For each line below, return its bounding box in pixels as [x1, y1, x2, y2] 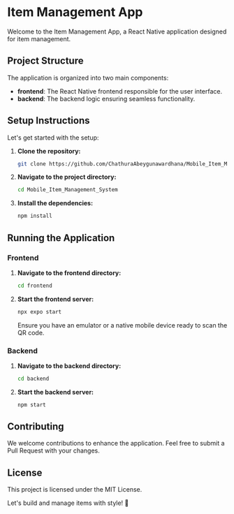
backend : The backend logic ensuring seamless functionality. [17, 94, 196, 103]
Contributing [7, 420, 64, 433]
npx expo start [17, 308, 62, 315]
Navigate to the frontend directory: [17, 268, 122, 277]
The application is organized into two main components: [7, 73, 169, 82]
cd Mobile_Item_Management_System [17, 186, 118, 193]
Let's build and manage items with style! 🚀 [7, 499, 129, 507]
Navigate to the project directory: [17, 172, 117, 182]
